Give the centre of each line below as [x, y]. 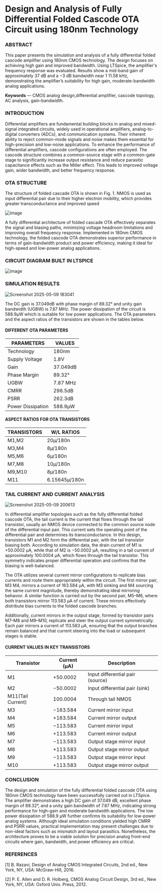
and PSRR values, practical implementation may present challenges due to [79, 826]
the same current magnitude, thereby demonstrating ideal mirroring [72, 590]
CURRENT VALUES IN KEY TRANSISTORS [48, 647]
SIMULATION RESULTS [32, 284]
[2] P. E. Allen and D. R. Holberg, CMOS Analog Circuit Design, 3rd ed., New [81, 879]
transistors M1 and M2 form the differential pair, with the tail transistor [75, 540]
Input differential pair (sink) [119, 688]
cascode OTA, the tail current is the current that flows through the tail [74, 519]
